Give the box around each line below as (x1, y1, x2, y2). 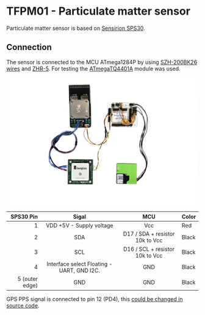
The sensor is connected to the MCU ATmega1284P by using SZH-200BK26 (6, 58, 198, 65)
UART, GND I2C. (59, 267, 101, 274)
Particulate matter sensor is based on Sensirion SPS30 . (6, 24, 145, 32)
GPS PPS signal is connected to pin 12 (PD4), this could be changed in (6, 295, 183, 303)
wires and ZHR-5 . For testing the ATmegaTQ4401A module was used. (6, 65, 181, 72)
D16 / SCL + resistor (123, 245, 175, 253)
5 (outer (17, 275, 38, 283)
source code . (6, 302, 40, 309)
